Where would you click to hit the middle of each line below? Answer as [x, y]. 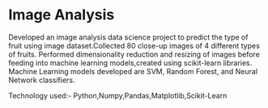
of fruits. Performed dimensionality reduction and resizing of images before [134, 54]
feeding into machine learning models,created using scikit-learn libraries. [130, 63]
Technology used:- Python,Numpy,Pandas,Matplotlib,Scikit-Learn [118, 95]
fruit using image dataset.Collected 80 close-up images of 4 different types [134, 45]
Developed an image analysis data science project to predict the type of [128, 37]
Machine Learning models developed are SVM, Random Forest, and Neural [133, 71]
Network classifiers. [42, 80]
